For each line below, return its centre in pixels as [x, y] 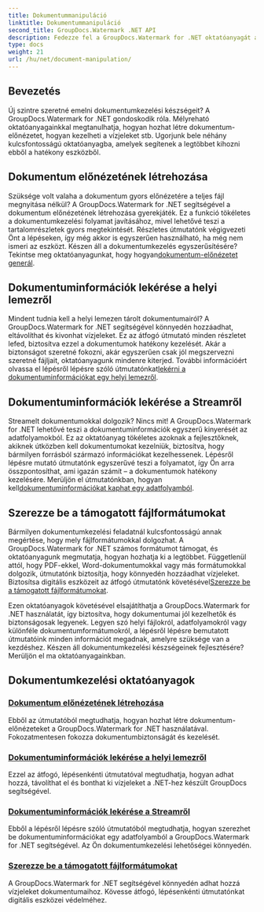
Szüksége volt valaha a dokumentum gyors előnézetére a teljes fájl [116, 196]
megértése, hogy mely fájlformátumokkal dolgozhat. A [96, 539]
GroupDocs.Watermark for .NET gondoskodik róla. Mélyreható [109, 118]
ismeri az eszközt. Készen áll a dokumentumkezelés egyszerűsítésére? [123, 246]
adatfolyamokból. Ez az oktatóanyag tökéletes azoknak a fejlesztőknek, [124, 438]
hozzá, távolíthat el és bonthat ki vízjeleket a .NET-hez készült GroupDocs [128, 782]
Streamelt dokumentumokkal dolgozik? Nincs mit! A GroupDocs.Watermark [130, 421]
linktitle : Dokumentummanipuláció [65, 23]
